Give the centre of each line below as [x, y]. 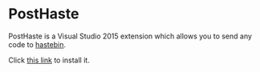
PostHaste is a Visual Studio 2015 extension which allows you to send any [130, 36]
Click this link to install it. [49, 60]
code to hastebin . [37, 44]
